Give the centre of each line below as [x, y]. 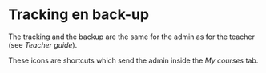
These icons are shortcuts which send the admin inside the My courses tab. [133, 60]
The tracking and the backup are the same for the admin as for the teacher [131, 36]
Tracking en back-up [79, 15]
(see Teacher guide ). [43, 44]
